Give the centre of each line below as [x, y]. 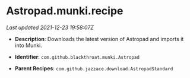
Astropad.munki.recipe [65, 11]
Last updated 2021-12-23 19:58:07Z [50, 27]
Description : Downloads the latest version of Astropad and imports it [99, 39]
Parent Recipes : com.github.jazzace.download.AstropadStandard [94, 68]
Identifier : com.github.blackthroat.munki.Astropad [77, 57]
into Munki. [28, 45]
